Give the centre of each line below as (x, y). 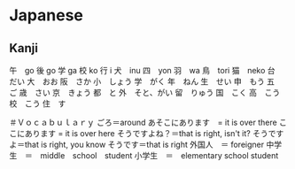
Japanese (47, 15)
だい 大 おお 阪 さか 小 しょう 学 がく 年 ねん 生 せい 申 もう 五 (142, 81)
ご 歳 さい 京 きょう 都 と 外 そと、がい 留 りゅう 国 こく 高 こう (145, 92)
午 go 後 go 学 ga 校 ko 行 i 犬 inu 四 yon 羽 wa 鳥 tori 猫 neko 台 (143, 70)
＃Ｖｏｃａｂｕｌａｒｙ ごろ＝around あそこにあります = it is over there (143, 122)
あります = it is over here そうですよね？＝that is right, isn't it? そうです (154, 133)
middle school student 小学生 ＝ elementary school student (159, 155)
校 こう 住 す (38, 104)
